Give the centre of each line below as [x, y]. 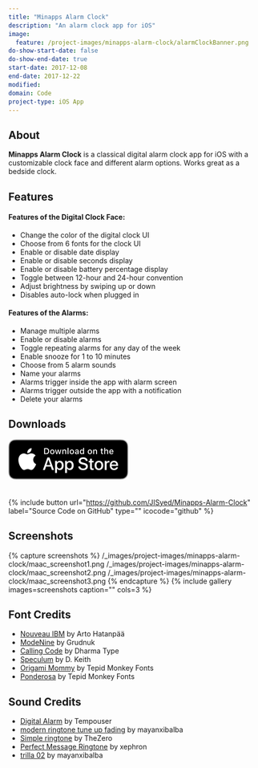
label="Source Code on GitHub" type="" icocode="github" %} [111, 510]
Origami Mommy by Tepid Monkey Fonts [87, 668]
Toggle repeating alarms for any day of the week [100, 347]
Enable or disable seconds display [77, 260]
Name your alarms [50, 373]
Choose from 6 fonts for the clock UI [81, 243]
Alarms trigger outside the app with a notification [101, 390]
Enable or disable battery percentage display [94, 269]
